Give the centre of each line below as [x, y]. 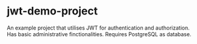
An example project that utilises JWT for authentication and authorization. [98, 28]
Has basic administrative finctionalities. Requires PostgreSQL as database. [99, 34]
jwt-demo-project [52, 11]
